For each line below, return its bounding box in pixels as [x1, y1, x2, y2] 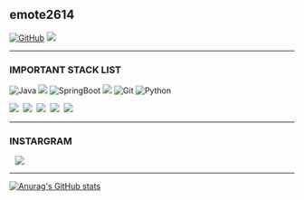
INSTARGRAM [9, 135, 72, 148]
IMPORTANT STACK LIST [9, 63, 122, 76]
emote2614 [9, 7, 75, 23]
